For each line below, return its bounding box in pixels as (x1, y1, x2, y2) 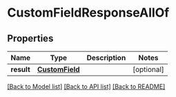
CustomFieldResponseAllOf (7, 5, 170, 21)
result (10, 64, 31, 74)
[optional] (132, 64, 164, 74)
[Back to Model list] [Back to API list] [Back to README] (7, 82, 166, 91)
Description (86, 53, 126, 62)
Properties (7, 33, 54, 44)
